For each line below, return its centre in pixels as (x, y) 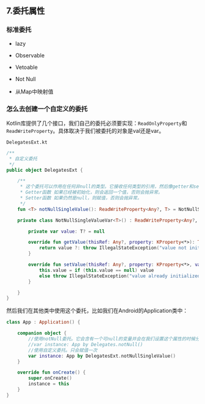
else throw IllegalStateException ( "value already (103, 276)
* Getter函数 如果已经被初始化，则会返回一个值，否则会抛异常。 (91, 193)
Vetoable (26, 67)
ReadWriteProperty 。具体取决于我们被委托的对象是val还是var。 (85, 130)
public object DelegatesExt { (45, 170)
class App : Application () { (43, 322)
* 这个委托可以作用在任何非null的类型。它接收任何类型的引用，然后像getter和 (107, 187)
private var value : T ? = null (67, 231)
